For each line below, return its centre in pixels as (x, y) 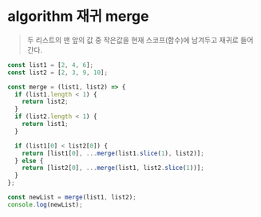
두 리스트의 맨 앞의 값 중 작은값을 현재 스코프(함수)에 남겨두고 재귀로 (132, 40)
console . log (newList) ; (45, 204)
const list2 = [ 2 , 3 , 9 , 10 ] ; (58, 73)
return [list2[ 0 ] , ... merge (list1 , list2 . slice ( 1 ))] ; (113, 168)
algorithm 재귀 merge (78, 16)
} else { (29, 160)
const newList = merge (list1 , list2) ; (72, 197)
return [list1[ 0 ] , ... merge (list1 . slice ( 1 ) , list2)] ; (113, 153)
